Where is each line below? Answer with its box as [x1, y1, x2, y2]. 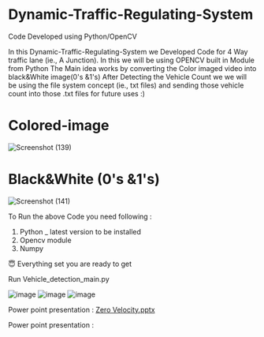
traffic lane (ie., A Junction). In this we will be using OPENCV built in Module [8, 55, 255, 65]
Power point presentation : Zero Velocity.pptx [8, 305, 155, 314]
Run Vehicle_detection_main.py [8, 274, 110, 283]
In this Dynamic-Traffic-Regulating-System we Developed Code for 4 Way [8, 47, 248, 56]
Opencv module [19, 235, 73, 245]
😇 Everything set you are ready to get [8, 259, 132, 268]
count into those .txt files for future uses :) [8, 88, 146, 98]
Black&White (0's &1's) [8, 170, 160, 189]
